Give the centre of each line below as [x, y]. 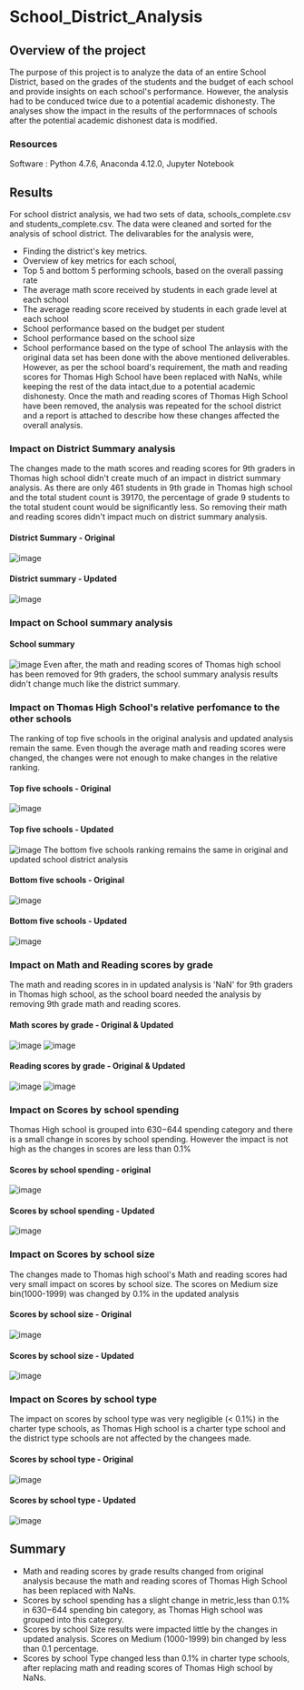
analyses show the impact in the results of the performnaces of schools [143, 111]
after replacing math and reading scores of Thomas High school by [148, 1667]
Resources [34, 144]
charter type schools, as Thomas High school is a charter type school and [147, 1429]
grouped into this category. [73, 1619]
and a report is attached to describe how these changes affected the [151, 416]
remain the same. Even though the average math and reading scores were [147, 749]
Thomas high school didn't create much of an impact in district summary [145, 478]
